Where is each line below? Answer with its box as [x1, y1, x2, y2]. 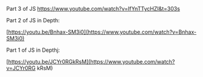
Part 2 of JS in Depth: [6, 17, 60, 23]
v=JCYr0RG [6, 64, 36, 72]
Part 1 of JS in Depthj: [6, 46, 60, 54]
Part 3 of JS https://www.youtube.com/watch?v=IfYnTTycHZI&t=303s [6, 5, 180, 12]
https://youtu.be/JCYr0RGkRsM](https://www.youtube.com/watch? [8, 58, 175, 65]
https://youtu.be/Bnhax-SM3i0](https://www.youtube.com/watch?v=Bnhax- [8, 28, 197, 35]
